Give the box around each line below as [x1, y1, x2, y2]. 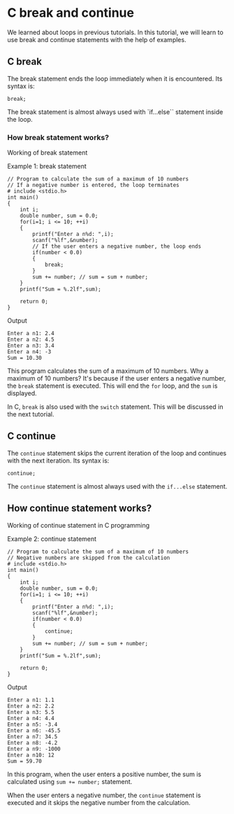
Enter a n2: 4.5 [7, 336, 54, 344]
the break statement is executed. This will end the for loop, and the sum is [7, 381, 218, 390]
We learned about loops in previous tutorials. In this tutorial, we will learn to [7, 28, 224, 36]
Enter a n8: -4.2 [7, 739, 58, 746]
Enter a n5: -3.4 [7, 721, 58, 728]
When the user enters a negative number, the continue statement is [7, 791, 201, 799]
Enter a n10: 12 [7, 751, 54, 759]
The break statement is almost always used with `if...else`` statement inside [7, 107, 224, 116]
